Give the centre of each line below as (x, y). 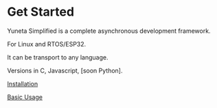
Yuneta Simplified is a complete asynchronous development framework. (109, 31)
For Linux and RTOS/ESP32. (47, 44)
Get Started (41, 12)
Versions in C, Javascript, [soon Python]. (65, 70)
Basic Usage (25, 97)
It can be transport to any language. (58, 57)
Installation (23, 83)
